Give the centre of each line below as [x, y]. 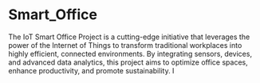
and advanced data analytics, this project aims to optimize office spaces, [128, 62]
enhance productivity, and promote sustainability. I [91, 70]
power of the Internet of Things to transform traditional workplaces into [125, 45]
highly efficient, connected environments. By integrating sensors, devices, [130, 53]
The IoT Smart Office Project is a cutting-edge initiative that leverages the [129, 37]
